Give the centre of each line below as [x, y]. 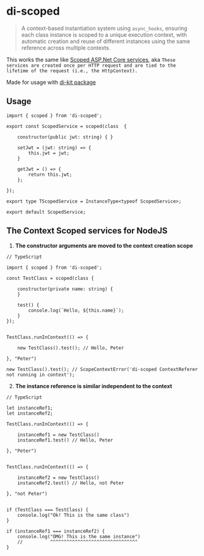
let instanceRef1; [30, 408]
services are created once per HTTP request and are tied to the [91, 66]
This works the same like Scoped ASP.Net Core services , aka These [91, 59]
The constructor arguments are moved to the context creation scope [104, 246]
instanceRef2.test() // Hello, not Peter [71, 483]
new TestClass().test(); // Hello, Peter [71, 348]
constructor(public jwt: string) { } [65, 137]
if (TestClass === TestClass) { [47, 509]
